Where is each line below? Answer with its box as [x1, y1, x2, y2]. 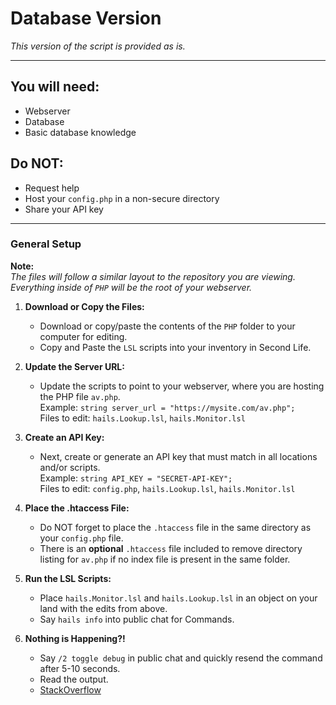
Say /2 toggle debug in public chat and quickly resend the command [39, 652, 323, 664]
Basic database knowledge [24, 126, 137, 138]
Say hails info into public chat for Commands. [39, 613, 235, 625]
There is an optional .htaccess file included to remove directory [39, 542, 303, 554]
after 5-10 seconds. [39, 662, 121, 674]
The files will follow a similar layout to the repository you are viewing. [10, 270, 296, 282]
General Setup [10, 237, 82, 251]
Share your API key [24, 203, 104, 215]
